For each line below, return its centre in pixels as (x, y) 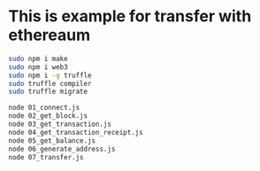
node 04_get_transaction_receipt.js (76, 132)
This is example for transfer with (130, 16)
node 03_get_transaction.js (60, 124)
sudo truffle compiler (50, 83)
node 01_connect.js (44, 108)
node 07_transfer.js (46, 157)
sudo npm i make (38, 58)
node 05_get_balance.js (52, 140)
